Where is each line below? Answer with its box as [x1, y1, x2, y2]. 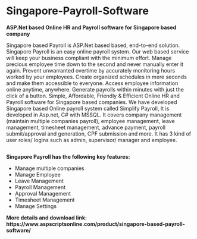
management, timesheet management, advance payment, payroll [6, 124, 165, 131]
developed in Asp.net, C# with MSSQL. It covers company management [6, 111, 182, 118]
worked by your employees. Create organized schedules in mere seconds [6, 73, 187, 80]
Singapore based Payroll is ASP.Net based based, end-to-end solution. [6, 42, 180, 49]
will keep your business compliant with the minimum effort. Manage [6, 54, 172, 61]
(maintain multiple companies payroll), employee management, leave [6, 117, 175, 124]
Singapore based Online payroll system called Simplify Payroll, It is [6, 105, 170, 112]
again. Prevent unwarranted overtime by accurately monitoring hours [6, 67, 176, 74]
